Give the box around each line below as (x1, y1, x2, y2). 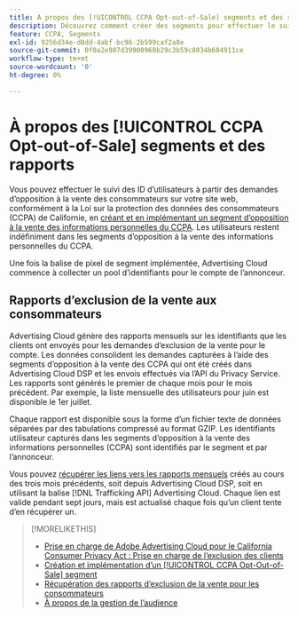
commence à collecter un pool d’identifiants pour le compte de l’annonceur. (9, 267, 286, 278)
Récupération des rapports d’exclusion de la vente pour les (43, 578, 260, 589)
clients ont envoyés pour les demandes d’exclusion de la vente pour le (9, 339, 266, 351)
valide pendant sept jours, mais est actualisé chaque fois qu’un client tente (9, 496, 282, 507)
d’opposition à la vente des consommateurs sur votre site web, (9, 193, 239, 204)
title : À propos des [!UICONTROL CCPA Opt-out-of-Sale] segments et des (9, 12, 284, 22)
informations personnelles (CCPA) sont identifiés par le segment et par (9, 441, 268, 453)
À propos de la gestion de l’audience (43, 597, 178, 608)
